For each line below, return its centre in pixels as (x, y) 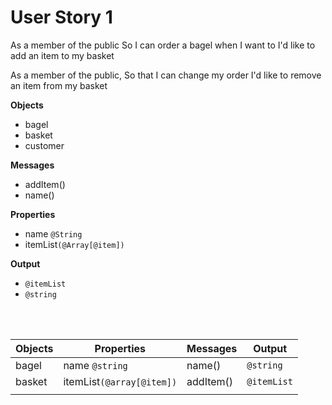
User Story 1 (61, 17)
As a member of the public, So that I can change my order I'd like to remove (166, 75)
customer (44, 145)
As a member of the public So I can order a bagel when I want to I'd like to (163, 45)
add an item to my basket (62, 55)
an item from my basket (59, 85)
